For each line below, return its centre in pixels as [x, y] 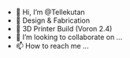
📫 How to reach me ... [52, 46]
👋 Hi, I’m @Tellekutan [50, 12]
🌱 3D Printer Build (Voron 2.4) [64, 29]
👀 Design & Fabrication [53, 20]
